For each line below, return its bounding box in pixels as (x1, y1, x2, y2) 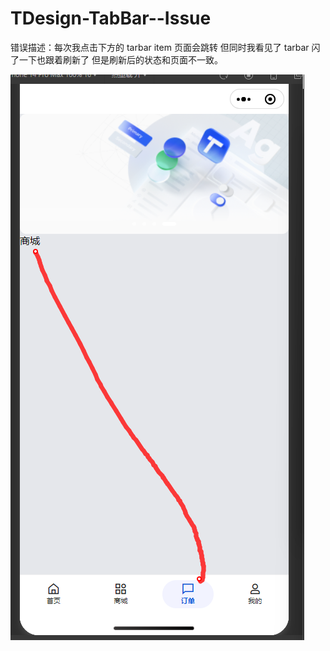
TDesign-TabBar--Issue (10, 7, 212, 30)
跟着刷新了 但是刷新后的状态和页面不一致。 (44, 53, 223, 66)
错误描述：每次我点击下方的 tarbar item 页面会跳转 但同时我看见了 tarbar (10, 41, 310, 53)
